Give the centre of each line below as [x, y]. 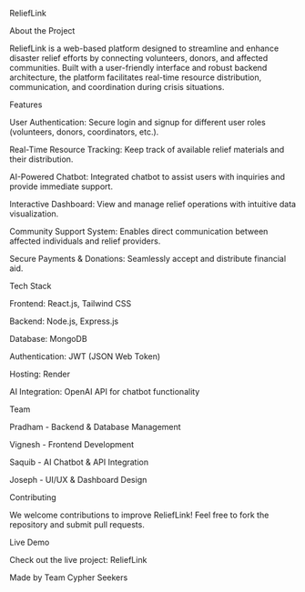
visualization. [34, 214]
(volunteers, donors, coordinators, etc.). [84, 132]
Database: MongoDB [49, 339]
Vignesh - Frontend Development [72, 444]
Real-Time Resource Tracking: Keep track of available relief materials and [147, 150]
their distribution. [41, 159]
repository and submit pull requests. [77, 525]
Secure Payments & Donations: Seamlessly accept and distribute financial [148, 259]
